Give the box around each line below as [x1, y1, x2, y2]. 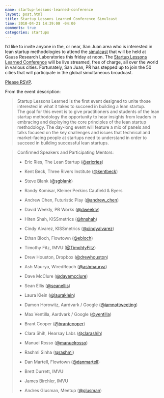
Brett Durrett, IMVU [24, 369, 64, 374]
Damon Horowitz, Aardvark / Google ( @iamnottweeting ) [24, 302, 138, 308]
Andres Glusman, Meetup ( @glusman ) [24, 388, 102, 393]
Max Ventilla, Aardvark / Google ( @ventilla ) [24, 312, 112, 317]
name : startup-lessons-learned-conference [5, 7, 93, 12]
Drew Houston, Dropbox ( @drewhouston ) [24, 254, 109, 260]
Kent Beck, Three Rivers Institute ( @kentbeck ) [24, 169, 118, 174]
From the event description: [5, 89, 61, 94]
